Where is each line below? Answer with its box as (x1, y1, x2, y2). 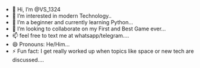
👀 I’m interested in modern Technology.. (12, 12, 112, 19)
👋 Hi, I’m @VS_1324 (12, 6, 61, 13)
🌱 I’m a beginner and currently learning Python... (12, 19, 133, 25)
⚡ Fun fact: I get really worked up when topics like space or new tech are (12, 47, 194, 55)
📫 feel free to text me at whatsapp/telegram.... (12, 32, 129, 39)
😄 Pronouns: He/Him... (12, 41, 70, 48)
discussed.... (12, 56, 44, 63)
